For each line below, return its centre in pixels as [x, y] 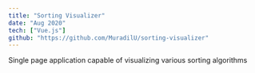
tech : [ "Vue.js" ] [37, 30]
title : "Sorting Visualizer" [57, 15]
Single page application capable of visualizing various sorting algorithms [128, 60]
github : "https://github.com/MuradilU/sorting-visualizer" [109, 38]
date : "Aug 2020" [37, 23]
